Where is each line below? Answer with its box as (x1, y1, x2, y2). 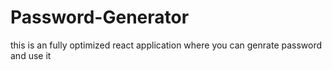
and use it (10, 49, 52, 61)
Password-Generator (10, 6, 190, 29)
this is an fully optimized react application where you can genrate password (10, 39, 323, 51)
